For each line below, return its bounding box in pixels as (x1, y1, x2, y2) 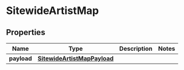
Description (119, 45, 153, 52)
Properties (6, 27, 46, 37)
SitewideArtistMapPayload (37, 54, 114, 62)
